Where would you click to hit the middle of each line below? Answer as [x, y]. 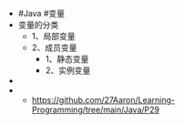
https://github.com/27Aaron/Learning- [103, 100]
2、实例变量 [68, 70]
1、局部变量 [53, 36]
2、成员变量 [54, 47]
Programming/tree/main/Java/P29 [95, 109]
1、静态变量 [67, 59]
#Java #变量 [41, 13]
